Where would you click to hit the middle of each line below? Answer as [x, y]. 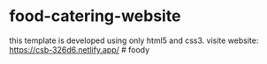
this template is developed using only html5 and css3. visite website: [134, 40]
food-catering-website [95, 16]
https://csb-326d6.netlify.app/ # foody [80, 49]
